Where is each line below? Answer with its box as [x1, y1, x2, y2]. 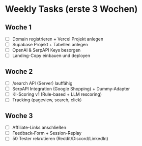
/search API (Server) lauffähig [12, 80, 73, 87]
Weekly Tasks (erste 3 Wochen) [5, 3, 138, 15]
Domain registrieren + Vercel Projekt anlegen [12, 36, 104, 42]
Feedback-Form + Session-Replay [12, 130, 82, 136]
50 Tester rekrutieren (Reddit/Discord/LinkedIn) [12, 136, 109, 142]
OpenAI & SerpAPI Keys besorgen [12, 47, 81, 53]
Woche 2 [5, 67, 33, 76]
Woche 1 [5, 23, 32, 31]
